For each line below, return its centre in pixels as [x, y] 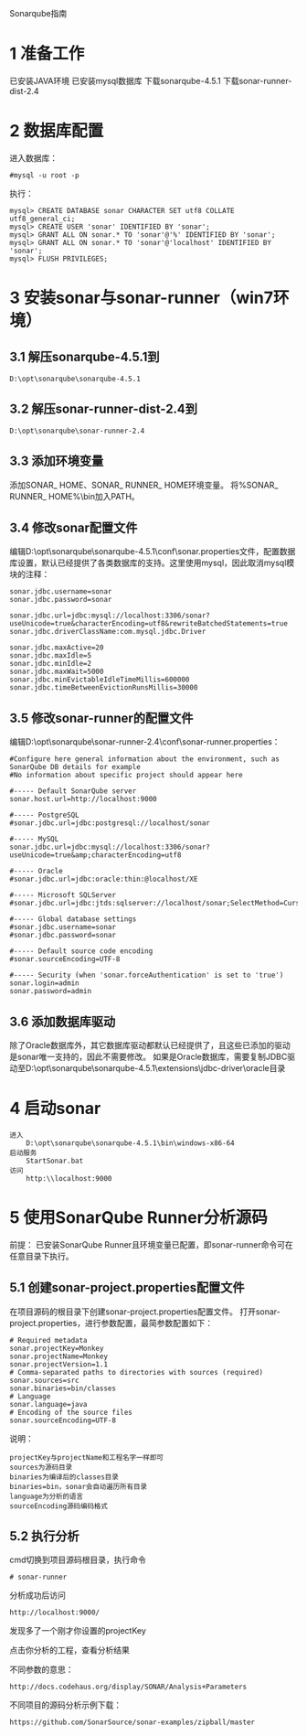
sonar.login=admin [44, 983]
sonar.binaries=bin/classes [63, 1388]
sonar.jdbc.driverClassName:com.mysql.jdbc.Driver [108, 632]
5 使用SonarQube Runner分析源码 [138, 1218]
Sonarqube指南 [38, 13]
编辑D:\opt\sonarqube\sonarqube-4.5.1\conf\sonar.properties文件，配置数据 [153, 552]
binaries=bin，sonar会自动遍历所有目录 [79, 1486]
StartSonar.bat [55, 1161]
